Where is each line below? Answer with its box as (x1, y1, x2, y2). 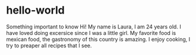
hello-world (6, 4, 65, 17)
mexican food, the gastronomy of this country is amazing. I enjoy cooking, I (6, 35, 191, 43)
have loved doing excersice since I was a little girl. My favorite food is (6, 29, 176, 36)
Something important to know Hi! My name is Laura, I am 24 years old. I (6, 23, 181, 30)
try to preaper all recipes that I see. (6, 42, 92, 49)
